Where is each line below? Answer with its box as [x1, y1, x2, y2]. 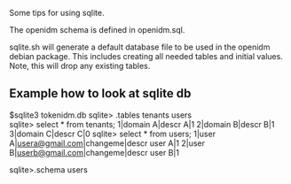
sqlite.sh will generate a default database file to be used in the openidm [9, 42, 271, 52]
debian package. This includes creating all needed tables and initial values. [9, 51, 284, 61]
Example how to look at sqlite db [9, 86, 192, 101]
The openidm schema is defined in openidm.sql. [9, 25, 185, 34]
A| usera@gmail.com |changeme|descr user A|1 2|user [9, 137, 206, 149]
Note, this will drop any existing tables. [9, 61, 151, 71]
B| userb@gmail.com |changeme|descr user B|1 [9, 147, 180, 157]
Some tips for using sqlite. [9, 8, 105, 18]
